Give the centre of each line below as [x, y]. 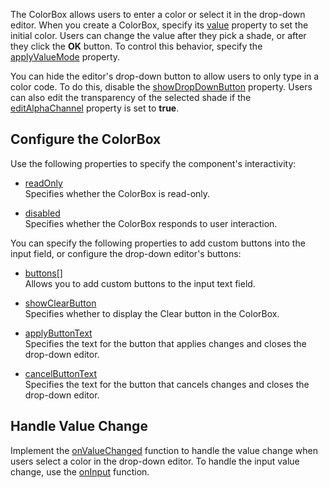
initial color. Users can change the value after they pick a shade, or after [158, 35]
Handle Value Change [79, 426]
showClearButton [60, 303]
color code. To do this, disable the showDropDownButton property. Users [161, 87]
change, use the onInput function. [80, 471]
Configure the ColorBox [86, 139]
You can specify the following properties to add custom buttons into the [158, 243]
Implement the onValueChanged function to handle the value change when [164, 450]
